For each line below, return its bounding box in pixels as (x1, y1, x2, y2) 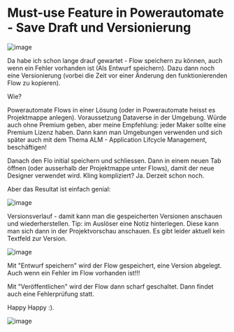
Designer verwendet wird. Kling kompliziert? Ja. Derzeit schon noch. (7, 171, 205, 180)
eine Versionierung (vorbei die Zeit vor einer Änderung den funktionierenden (7, 71, 228, 80)
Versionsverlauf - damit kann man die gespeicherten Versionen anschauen (7, 212, 223, 220)
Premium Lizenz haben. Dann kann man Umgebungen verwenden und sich (7, 128, 223, 136)
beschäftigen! (7, 143, 47, 151)
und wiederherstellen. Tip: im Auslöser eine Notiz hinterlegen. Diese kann (7, 219, 219, 228)
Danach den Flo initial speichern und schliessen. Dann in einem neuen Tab (7, 156, 221, 165)
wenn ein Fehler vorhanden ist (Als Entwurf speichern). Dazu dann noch (7, 64, 215, 72)
